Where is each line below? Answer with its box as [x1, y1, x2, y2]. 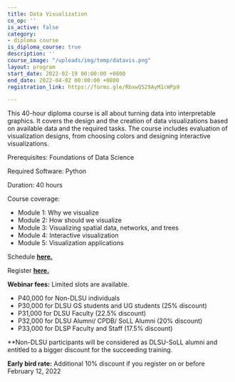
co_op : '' [7, 17, 37, 24]
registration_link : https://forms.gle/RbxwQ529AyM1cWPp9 [7, 83, 180, 91]
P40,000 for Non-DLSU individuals [17, 294, 120, 303]
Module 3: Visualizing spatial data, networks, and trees [17, 224, 179, 232]
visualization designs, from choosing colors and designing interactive [7, 132, 211, 140]
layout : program [7, 63, 56, 71]
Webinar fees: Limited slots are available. [7, 280, 130, 289]
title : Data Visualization [7, 10, 88, 18]
